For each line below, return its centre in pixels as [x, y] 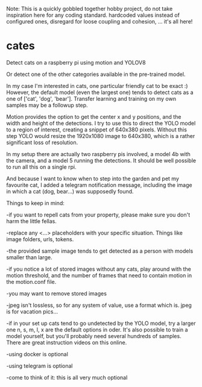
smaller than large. [29, 257]
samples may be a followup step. [47, 105]
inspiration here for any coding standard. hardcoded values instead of [93, 15]
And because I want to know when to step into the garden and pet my [93, 178]
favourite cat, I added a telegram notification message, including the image [99, 185]
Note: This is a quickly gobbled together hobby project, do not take [90, 9]
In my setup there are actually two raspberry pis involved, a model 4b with [99, 154]
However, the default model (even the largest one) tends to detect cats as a [100, 92]
